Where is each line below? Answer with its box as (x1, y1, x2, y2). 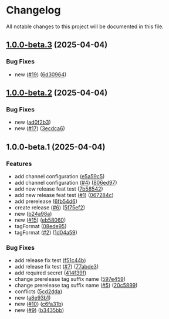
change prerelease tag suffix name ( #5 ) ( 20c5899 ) (14, 282, 138, 289)
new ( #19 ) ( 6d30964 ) (14, 71, 67, 78)
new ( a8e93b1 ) (14, 294, 51, 301)
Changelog (6, 4, 61, 17)
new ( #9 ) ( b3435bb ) (14, 307, 65, 314)
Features (6, 159, 32, 168)
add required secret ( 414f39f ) (14, 269, 87, 276)
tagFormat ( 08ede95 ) (14, 223, 67, 229)
